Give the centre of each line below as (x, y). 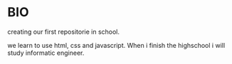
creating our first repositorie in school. (63, 32)
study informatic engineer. (46, 53)
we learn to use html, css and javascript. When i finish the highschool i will (116, 45)
